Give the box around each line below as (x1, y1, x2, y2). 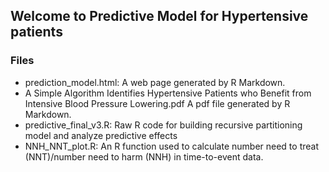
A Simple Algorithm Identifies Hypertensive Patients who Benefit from (24, 87, 312, 99)
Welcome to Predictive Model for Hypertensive (10, 8, 309, 25)
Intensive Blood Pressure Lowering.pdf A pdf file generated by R (24, 97, 291, 109)
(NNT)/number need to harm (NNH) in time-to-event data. (24, 150, 264, 163)
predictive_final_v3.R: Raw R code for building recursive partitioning (24, 119, 303, 131)
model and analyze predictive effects (24, 129, 178, 141)
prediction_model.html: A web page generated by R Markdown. (24, 76, 286, 88)
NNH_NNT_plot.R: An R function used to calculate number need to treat (24, 140, 319, 152)
